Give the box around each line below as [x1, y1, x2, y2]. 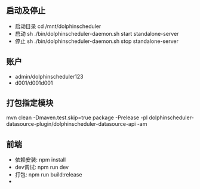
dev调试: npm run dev [14, 163, 69, 171]
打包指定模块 [6, 98, 54, 109]
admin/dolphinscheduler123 [14, 73, 84, 80]
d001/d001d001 [14, 79, 53, 86]
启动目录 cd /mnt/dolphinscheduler [14, 23, 101, 30]
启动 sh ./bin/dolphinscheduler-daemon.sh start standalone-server [14, 30, 179, 37]
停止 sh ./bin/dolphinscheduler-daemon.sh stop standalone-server [14, 38, 179, 45]
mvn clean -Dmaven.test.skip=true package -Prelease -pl [6, 114, 148, 121]
